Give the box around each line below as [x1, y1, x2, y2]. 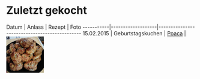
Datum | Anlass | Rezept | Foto [6, 23, 82, 31]
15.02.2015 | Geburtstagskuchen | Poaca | [82, 29, 186, 37]
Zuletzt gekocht [6, 4, 87, 17]
